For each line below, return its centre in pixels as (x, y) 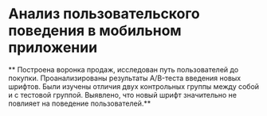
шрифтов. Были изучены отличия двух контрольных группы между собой (134, 86)
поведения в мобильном (95, 31)
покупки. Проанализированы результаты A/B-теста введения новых (125, 78)
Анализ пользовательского (104, 14)
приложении (53, 48)
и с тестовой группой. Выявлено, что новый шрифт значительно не (123, 95)
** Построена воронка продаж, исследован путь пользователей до (124, 69)
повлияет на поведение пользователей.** (80, 103)
